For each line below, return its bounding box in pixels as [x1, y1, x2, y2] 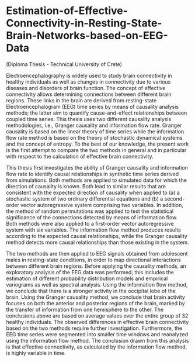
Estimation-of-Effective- [6, 4, 128, 18]
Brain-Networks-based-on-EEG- [6, 29, 168, 42]
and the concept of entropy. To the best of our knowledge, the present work [6, 140, 189, 147]
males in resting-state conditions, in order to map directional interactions [6, 256, 181, 263]
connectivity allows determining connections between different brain [6, 91, 172, 98]
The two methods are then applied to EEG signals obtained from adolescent [6, 250, 188, 257]
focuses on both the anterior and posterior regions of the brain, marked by [6, 299, 185, 306]
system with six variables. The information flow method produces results [6, 226, 181, 233]
